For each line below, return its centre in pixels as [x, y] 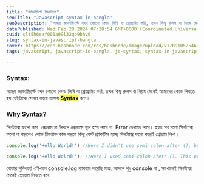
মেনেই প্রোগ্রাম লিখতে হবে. [29, 175]
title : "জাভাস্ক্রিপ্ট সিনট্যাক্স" [33, 12]
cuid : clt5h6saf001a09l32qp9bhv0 [49, 35]
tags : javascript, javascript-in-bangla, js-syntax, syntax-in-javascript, [104, 52]
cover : [15, 46]
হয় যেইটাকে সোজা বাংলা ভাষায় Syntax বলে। [48, 98]
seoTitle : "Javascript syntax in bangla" [59, 18]
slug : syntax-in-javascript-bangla [51, 40]
